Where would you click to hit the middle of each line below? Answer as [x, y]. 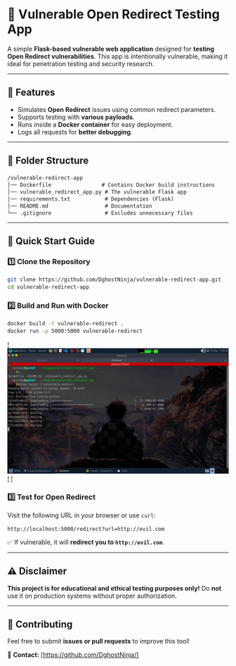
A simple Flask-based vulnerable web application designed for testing [111, 49]
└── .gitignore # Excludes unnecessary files [100, 213]
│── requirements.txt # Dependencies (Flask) [91, 199]
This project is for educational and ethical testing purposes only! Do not [114, 588]
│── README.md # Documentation [80, 206]
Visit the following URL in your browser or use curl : [81, 515]
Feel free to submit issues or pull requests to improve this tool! [99, 641]
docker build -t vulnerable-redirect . [66, 324]
